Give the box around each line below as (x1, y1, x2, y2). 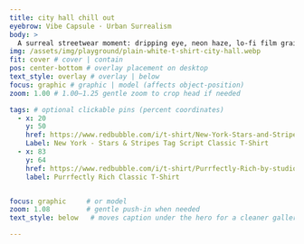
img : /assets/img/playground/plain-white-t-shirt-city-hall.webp (9, 47, 261, 56)
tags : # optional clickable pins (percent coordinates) (9, 105, 224, 114)
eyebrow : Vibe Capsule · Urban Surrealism (9, 22, 172, 31)
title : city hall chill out (9, 13, 116, 23)
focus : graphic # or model (9, 196, 128, 206)
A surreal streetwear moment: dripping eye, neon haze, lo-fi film (17, 38, 278, 48)
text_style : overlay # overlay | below (9, 72, 160, 81)
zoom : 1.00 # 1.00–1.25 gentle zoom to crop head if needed (9, 89, 242, 98)
